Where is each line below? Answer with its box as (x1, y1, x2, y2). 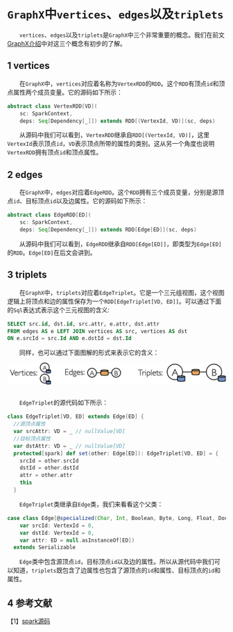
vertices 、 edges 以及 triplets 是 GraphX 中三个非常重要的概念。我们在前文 (19, 31, 225, 39)
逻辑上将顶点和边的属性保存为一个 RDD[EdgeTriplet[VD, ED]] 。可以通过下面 (7, 297, 222, 305)
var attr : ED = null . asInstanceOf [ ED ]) (19, 537, 135, 544)
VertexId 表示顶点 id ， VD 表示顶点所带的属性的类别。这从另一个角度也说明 (7, 140, 215, 148)
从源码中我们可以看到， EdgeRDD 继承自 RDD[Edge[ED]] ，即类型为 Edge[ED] (19, 239, 222, 248)
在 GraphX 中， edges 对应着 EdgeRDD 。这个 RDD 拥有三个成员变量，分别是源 (19, 188, 218, 197)
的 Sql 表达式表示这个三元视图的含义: (7, 305, 110, 314)
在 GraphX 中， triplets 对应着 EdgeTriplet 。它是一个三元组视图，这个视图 (19, 288, 225, 296)
